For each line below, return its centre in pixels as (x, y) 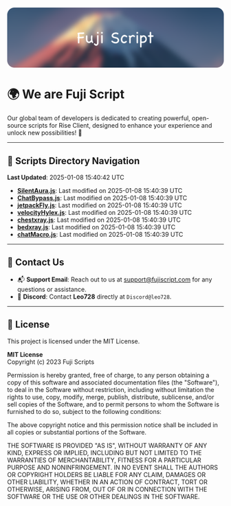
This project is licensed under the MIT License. (74, 341)
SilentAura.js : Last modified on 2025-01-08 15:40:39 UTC (100, 191)
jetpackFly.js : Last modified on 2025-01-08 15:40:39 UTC (99, 205)
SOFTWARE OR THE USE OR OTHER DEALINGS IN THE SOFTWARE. (103, 496)
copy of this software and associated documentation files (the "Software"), (113, 382)
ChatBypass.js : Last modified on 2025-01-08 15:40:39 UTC (102, 198)
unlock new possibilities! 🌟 (45, 133)
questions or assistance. (52, 289)
